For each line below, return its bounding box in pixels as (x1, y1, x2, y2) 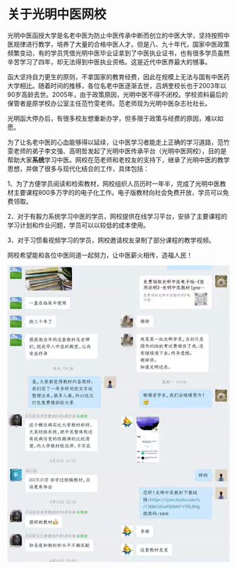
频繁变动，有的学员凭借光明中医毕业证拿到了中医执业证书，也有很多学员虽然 (7, 49, 230, 57)
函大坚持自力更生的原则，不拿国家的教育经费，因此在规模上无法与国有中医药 (7, 72, 230, 81)
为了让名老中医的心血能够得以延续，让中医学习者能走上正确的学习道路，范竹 (7, 138, 230, 146)
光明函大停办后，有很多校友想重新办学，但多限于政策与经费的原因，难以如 (7, 114, 224, 122)
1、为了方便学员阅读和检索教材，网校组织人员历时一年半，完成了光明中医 (7, 179, 220, 188)
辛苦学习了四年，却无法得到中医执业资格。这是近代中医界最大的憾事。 (7, 57, 212, 66)
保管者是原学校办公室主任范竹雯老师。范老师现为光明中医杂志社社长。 (7, 99, 212, 107)
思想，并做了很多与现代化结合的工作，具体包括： (7, 164, 150, 173)
